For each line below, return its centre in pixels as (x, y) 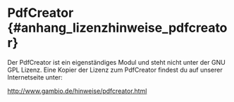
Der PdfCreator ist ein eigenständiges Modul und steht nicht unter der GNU (116, 62)
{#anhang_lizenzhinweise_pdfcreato (117, 28)
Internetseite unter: (35, 77)
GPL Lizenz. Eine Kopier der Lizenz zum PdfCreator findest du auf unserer (115, 70)
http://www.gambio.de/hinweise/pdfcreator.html (77, 91)
